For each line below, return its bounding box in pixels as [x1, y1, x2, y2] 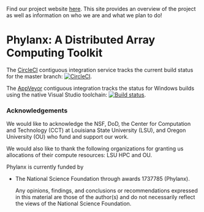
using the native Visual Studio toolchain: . [6, 91, 146, 98]
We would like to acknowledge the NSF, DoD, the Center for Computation [6, 120, 191, 128]
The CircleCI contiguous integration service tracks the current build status [6, 66, 194, 73]
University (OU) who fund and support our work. [6, 133, 129, 141]
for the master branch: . [6, 73, 93, 80]
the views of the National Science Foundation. [15, 200, 132, 207]
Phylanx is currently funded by [6, 163, 84, 170]
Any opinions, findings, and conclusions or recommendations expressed [15, 187, 198, 194]
